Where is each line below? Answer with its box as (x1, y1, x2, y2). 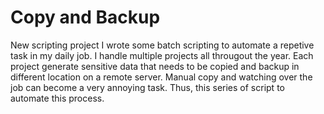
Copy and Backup (10, 6, 161, 29)
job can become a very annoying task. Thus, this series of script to (10, 81, 285, 93)
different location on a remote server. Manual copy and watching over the (10, 71, 313, 83)
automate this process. (10, 92, 105, 104)
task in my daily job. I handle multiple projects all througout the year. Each (10, 49, 314, 61)
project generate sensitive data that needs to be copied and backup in (10, 60, 300, 72)
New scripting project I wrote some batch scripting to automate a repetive (10, 39, 315, 51)
